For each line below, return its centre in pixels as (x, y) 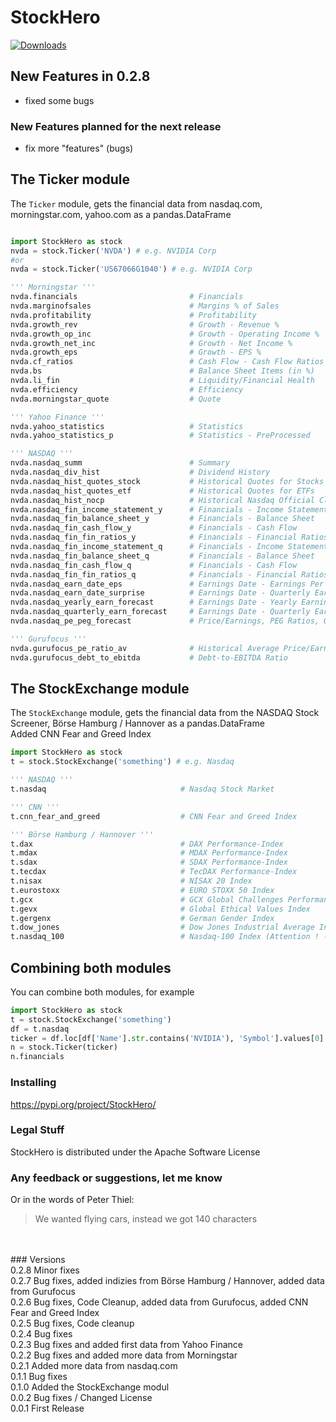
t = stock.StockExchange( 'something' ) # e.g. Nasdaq (122, 762)
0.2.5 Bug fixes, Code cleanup (72, 1323)
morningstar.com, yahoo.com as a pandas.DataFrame (121, 214)
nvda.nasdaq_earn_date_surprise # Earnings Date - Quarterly (160, 593)
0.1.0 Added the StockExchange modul (90, 1387)
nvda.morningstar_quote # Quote (116, 399)
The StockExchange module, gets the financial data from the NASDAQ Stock (165, 713)
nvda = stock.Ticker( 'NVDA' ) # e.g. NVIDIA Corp (113, 251)
